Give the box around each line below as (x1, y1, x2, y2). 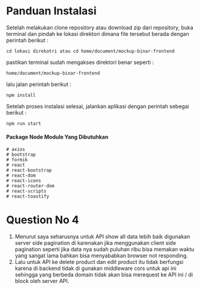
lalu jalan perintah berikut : (6, 81, 72, 88)
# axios (6, 146, 26, 153)
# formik (6, 157, 28, 163)
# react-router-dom (6, 183, 55, 189)
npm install (6, 92, 36, 98)
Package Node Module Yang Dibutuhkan (6, 133, 109, 140)
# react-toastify (6, 193, 50, 199)
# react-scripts (6, 188, 47, 195)
